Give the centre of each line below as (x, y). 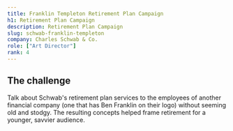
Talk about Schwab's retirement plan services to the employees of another (114, 98)
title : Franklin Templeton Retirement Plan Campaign (85, 14)
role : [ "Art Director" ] (42, 46)
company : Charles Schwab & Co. (53, 40)
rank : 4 (18, 53)
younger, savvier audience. (46, 120)
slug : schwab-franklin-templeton (56, 33)
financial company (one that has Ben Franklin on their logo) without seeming (117, 105)
